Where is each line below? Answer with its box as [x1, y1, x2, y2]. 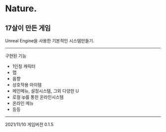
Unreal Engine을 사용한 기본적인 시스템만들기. [5, 38, 95, 43]
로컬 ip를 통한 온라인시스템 [12, 94, 64, 100]
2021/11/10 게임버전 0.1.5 [5, 122, 54, 127]
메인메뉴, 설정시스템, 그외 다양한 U [12, 88, 79, 94]
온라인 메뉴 [12, 100, 34, 106]
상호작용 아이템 [12, 82, 42, 88]
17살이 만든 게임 [5, 24, 51, 32]
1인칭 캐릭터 [12, 64, 36, 69]
